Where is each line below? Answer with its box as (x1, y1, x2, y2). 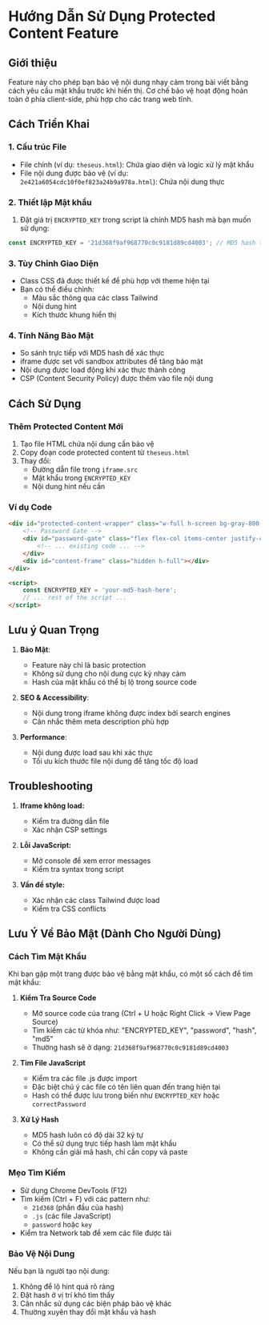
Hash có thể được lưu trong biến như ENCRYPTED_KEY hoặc (31, 1090, 220, 1100)
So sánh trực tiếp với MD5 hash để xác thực (19, 348, 165, 358)
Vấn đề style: (19, 880, 66, 889)
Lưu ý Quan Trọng (8, 624, 100, 637)
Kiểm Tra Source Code (19, 993, 97, 1003)
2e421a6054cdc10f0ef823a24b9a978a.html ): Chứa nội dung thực (19, 176, 225, 187)
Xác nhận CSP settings (31, 825, 108, 834)
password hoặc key (31, 1219, 92, 1229)
